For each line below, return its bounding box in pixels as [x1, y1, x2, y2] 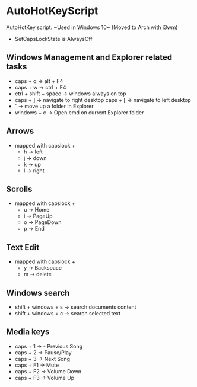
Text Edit [6, 242, 40, 252]
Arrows [6, 126, 34, 136]
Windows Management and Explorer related [6, 52, 173, 63]
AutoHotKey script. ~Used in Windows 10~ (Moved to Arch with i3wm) [6, 24, 178, 31]
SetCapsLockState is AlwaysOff [14, 35, 93, 42]
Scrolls [6, 184, 33, 194]
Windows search [6, 287, 70, 298]
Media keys [6, 327, 50, 337]
